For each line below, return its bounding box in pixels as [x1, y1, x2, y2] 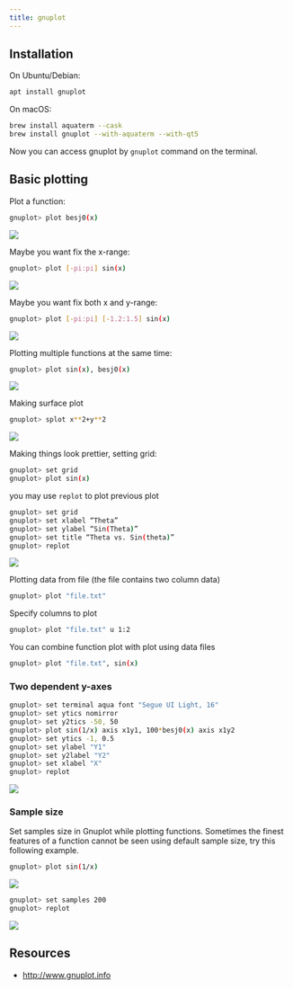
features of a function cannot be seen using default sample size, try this [9, 835, 276, 846]
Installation [9, 47, 74, 62]
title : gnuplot [9, 13, 67, 22]
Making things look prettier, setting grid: [9, 449, 157, 459]
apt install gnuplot [9, 87, 87, 97]
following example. [9, 845, 79, 856]
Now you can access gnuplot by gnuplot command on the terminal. [9, 146, 258, 157]
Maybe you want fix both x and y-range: [9, 297, 158, 307]
